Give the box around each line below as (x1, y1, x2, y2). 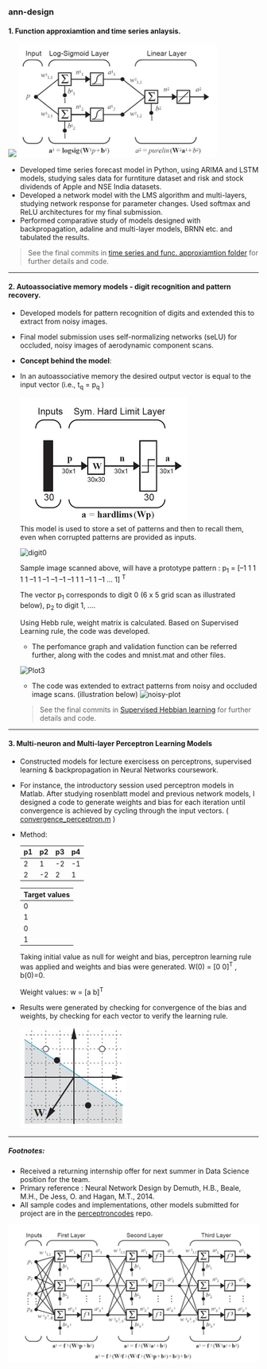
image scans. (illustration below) (31, 689, 138, 698)
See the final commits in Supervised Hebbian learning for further (39, 705, 252, 714)
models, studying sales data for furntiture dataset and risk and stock (19, 173, 244, 183)
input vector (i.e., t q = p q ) (19, 379, 105, 391)
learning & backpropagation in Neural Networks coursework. (19, 764, 219, 774)
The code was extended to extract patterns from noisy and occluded (31, 681, 257, 690)
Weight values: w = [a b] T (19, 986, 104, 997)
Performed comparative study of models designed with (19, 216, 201, 225)
